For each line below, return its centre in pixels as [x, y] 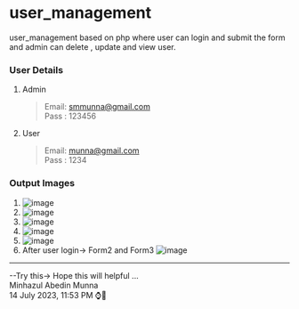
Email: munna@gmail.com [92, 150]
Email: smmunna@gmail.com [97, 107]
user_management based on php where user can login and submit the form [147, 37]
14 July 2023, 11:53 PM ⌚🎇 [58, 295]
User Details [36, 69]
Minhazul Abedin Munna [54, 285]
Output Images [42, 183]
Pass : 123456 [70, 116]
